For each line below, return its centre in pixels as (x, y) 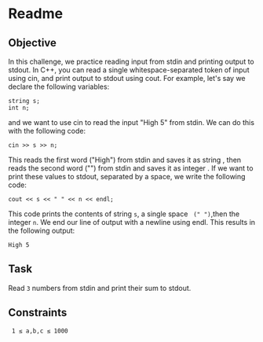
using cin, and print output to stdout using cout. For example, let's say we (127, 78)
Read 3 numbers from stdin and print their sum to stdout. (100, 288)
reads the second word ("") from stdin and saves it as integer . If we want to (131, 168)
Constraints (38, 313)
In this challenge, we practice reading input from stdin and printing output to (131, 61)
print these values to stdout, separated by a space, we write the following (127, 177)
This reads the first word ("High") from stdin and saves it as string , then (125, 160)
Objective (33, 43)
